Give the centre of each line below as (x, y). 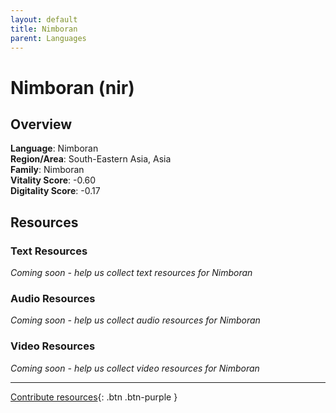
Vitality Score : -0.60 (53, 180)
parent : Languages (48, 38)
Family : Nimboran (47, 170)
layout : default (44, 19)
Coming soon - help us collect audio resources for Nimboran (135, 320)
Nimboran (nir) (72, 87)
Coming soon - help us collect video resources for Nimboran (135, 368)
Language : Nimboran (54, 148)
